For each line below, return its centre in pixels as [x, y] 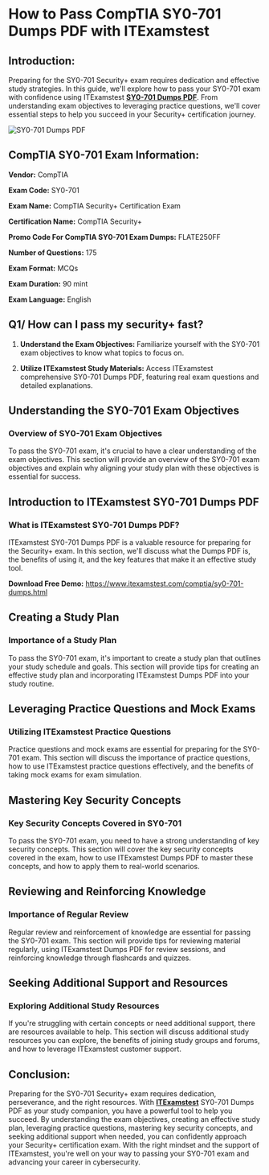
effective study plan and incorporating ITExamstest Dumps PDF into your [129, 675]
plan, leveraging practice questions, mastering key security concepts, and [131, 1128]
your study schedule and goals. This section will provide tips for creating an [134, 666]
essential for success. [45, 476]
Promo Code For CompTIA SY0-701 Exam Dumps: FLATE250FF [114, 237]
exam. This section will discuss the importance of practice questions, [136, 758]
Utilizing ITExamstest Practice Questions [90, 732]
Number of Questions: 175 [53, 252]
